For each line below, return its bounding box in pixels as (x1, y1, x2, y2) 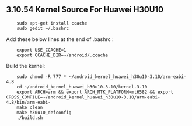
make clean (16, 104, 43, 110)
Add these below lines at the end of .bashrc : (6, 35, 114, 43)
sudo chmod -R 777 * (16, 73, 67, 80)
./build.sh (16, 114, 43, 121)
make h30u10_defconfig (16, 110, 72, 115)
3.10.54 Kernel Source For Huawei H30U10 (6, 5, 164, 15)
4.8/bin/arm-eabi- (6, 99, 51, 105)
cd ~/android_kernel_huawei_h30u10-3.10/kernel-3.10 (16, 84, 148, 90)
